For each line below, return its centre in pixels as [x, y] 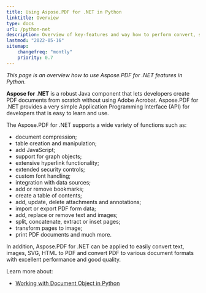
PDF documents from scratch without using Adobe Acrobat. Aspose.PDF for [102, 100]
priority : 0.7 [35, 58]
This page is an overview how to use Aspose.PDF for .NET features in [94, 75]
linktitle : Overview [33, 18]
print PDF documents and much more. [63, 234]
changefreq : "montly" [45, 52]
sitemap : [17, 47]
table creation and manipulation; [56, 143]
